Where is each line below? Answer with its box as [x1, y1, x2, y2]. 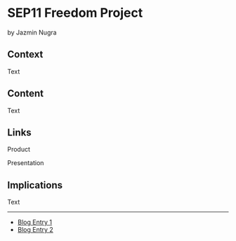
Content [7, 88, 44, 100]
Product [7, 145, 30, 154]
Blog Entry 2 [17, 226, 54, 234]
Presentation [7, 159, 44, 167]
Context [7, 48, 44, 60]
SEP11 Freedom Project [7, 5, 143, 21]
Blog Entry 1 [17, 218, 53, 226]
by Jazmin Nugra [7, 28, 58, 37]
